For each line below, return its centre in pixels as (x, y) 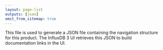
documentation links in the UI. (35, 43)
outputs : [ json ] (22, 14)
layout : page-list (24, 10)
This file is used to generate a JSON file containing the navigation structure (81, 33)
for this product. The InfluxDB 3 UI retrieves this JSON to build (68, 38)
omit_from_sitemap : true (31, 19)
